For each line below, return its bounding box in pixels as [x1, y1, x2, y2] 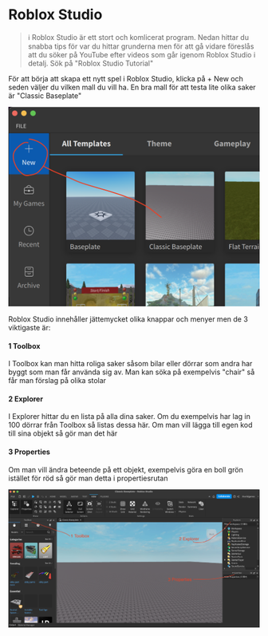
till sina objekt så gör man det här [8, 429, 118, 438]
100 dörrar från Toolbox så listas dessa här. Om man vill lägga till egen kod [8, 421, 253, 430]
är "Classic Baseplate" [8, 90, 82, 101]
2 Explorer [8, 393, 44, 404]
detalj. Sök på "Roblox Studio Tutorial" [27, 58, 154, 68]
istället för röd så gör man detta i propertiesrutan [8, 473, 168, 483]
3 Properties [8, 447, 50, 456]
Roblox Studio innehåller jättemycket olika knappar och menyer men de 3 [8, 314, 249, 324]
